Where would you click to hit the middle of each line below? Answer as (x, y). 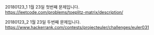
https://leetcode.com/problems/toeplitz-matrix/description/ (64, 12)
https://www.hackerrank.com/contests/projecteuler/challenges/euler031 (77, 27)
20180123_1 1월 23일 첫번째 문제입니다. (42, 7)
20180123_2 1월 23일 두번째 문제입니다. (43, 22)
